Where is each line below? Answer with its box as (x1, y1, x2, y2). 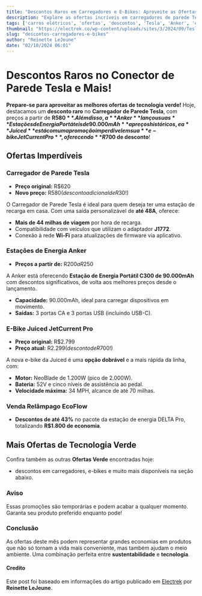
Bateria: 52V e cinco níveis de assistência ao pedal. (14, 381, 144, 388)
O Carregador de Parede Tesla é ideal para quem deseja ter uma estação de (6, 200, 195, 208)
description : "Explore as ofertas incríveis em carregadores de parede (6, 14, 189, 21)
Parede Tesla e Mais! (6, 81, 112, 95)
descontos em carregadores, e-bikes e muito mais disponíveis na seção (14, 468, 194, 475)
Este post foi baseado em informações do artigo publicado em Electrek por (6, 578, 192, 585)
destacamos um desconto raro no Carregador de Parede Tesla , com (6, 107, 177, 115)
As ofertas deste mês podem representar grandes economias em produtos (6, 537, 192, 545)
